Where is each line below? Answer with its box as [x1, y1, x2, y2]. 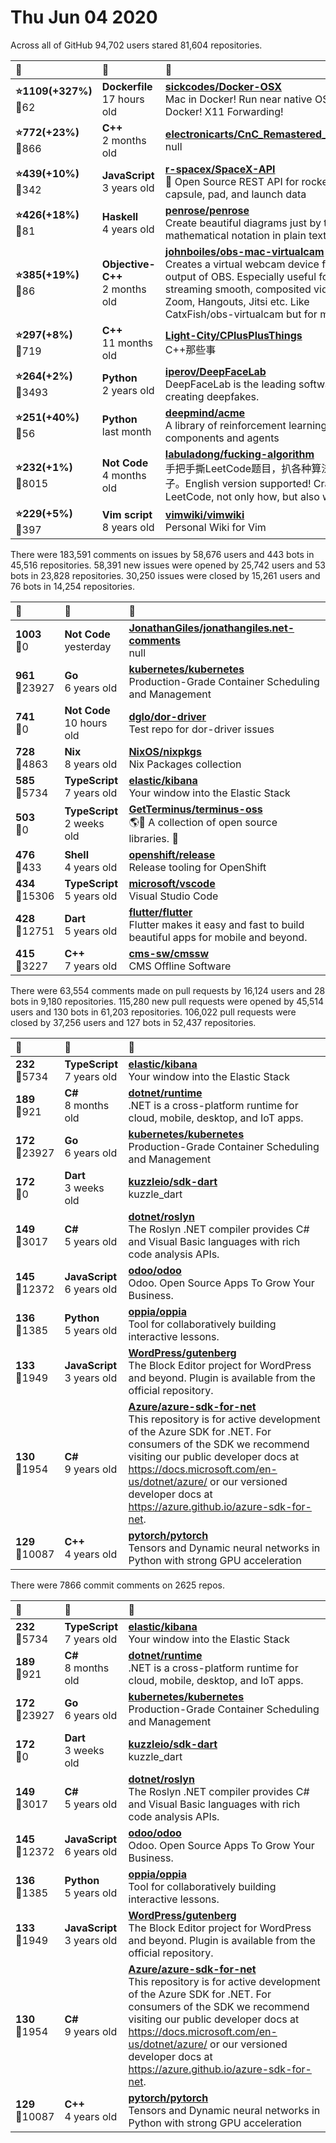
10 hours [64, 716, 108, 730]
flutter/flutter [128, 905, 193, 919]
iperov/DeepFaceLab [164, 364, 267, 378]
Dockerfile [101, 79, 153, 93]
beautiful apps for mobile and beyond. [128, 930, 308, 944]
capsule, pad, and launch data [164, 187, 307, 201]
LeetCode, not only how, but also [164, 489, 320, 503]
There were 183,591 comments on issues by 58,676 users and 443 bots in [10, 548, 315, 560]
